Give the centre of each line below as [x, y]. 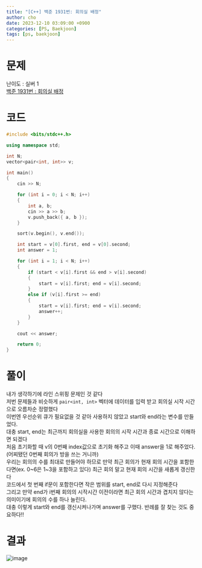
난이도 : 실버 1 [23, 84]
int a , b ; [40, 206]
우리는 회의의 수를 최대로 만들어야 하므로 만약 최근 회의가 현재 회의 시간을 [92, 462]
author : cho [21, 17]
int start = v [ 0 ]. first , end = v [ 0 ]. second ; [74, 245]
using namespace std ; [33, 145]
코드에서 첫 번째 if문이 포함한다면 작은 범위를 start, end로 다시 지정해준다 [92, 484]
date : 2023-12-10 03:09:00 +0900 [48, 23]
